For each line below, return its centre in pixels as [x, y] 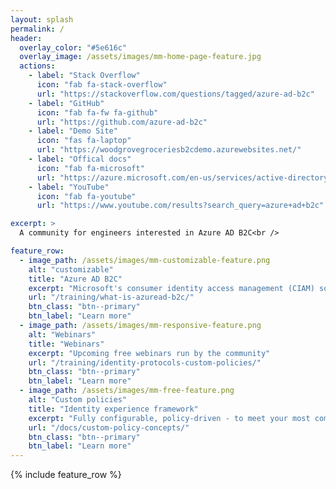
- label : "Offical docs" [80, 159]
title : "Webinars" [66, 344]
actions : [37, 66]
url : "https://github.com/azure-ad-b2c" [122, 122]
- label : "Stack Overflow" [84, 76]
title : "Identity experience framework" [113, 409]
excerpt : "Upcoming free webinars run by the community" [149, 353]
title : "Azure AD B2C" [75, 279]
